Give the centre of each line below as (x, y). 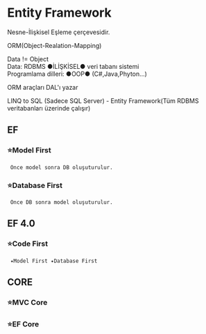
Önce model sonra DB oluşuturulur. (61, 167)
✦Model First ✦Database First (54, 261)
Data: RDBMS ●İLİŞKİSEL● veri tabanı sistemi (73, 66)
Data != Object (28, 59)
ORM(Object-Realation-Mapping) (54, 45)
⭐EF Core (23, 324)
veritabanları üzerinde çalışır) (49, 108)
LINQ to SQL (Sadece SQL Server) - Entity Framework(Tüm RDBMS (103, 101)
